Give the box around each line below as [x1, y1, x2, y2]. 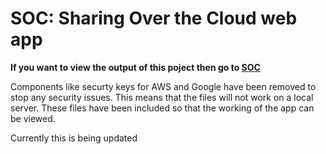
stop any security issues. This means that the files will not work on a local [10, 91, 314, 103]
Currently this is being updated [10, 132, 138, 144]
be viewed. [10, 112, 56, 124]
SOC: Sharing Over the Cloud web [10, 7, 298, 30]
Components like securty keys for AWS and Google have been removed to [10, 80, 317, 92]
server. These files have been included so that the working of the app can [10, 102, 315, 114]
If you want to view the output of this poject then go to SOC [10, 61, 261, 73]
